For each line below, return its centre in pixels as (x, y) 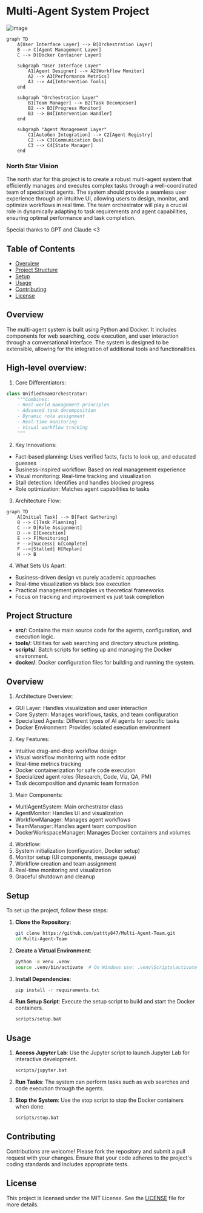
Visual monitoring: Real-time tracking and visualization (83, 476)
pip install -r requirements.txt (57, 990)
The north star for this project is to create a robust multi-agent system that (99, 179)
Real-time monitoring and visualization (63, 870)
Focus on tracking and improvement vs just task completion (90, 596)
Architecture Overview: (44, 696)
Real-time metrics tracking (48, 764)
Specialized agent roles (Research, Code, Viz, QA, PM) (83, 777)
